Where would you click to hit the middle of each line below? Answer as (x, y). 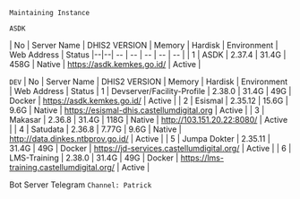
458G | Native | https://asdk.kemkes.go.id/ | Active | (105, 64)
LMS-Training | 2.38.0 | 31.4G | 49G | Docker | (94, 158)
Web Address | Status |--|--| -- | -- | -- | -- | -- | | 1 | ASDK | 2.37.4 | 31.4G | (148, 55)
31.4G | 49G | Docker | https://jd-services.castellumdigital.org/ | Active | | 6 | (150, 148)
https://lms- (202, 158)
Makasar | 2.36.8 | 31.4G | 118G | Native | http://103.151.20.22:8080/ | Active (149, 120)
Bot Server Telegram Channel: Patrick (81, 185)
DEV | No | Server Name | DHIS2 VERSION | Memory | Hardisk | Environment (149, 82)
